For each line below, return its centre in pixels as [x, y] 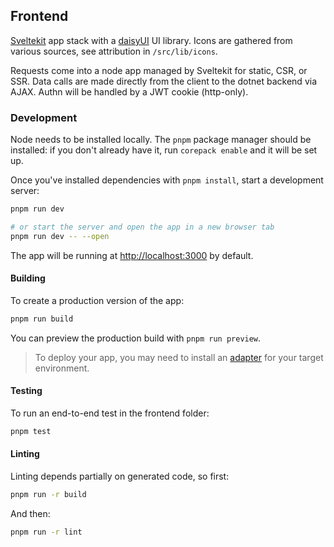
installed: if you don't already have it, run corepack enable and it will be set [164, 150]
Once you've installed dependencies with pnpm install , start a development [167, 180]
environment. [62, 368]
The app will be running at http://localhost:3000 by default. [132, 255]
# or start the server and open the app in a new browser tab [142, 227]
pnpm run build [42, 319]
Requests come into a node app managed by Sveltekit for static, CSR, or [159, 70]
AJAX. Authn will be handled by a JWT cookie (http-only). [129, 91]
